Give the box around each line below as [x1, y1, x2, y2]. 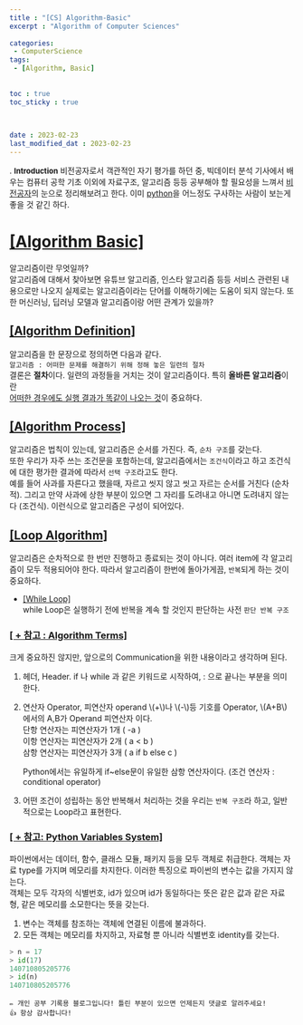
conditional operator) [22, 776, 101, 787]
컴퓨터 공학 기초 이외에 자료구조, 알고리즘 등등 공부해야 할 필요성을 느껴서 [25, 176, 285, 187]
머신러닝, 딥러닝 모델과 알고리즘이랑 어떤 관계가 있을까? [18, 296, 214, 307]
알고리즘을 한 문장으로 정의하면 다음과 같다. [9, 348, 162, 359]
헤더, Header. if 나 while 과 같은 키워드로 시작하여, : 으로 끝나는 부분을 [22, 671, 271, 682]
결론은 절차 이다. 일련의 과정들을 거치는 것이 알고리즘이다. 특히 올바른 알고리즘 [9, 369, 282, 381]
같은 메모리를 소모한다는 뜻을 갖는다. [21, 898, 149, 909]
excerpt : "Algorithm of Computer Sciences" [9, 22, 180, 31]
